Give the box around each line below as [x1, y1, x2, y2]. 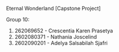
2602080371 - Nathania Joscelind [14, 34, 97, 40]
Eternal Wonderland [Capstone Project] [6, 5, 101, 12]
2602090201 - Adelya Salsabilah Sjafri [14, 40, 108, 46]
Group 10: [6, 16, 30, 23]
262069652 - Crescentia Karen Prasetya [14, 27, 113, 34]
